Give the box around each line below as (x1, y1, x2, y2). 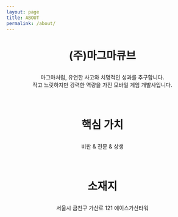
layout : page (6, 9, 40, 15)
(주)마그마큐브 (69, 48, 136, 62)
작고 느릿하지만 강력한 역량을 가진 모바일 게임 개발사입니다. (32, 81, 173, 89)
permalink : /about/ (6, 20, 56, 26)
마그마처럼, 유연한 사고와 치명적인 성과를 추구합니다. (40, 73, 165, 81)
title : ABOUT (6, 15, 40, 21)
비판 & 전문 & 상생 (81, 142, 124, 150)
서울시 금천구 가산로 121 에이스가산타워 (56, 204, 149, 211)
